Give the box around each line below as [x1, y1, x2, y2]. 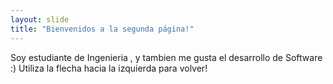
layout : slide [10, 14, 70, 25]
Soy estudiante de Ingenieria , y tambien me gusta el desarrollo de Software [10, 51, 323, 63]
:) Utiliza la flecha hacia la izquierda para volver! [10, 62, 208, 74]
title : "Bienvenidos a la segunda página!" [10, 24, 195, 34]
